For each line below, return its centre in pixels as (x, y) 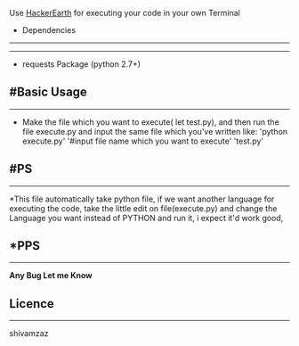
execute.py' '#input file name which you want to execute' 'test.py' (143, 141)
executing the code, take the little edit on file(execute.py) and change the (143, 208)
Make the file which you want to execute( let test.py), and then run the (151, 122)
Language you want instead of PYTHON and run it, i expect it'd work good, (146, 218)
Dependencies (49, 30)
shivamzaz (29, 334)
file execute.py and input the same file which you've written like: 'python (155, 131)
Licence (32, 304)
